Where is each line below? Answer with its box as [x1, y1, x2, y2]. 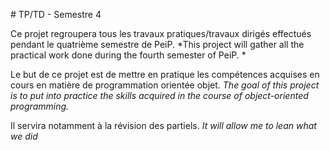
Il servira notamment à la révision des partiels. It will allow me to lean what [10, 120, 317, 131]
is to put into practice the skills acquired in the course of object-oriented [10, 90, 309, 101]
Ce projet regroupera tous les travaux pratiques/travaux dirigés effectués [10, 28, 312, 39]
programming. [10, 100, 70, 112]
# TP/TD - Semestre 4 [10, 9, 102, 20]
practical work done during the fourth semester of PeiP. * [10, 49, 247, 61]
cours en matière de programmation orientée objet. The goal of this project [10, 79, 320, 91]
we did [10, 130, 38, 142]
